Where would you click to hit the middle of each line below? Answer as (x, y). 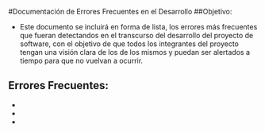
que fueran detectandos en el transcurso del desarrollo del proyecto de (136, 35)
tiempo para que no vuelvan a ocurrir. (81, 60)
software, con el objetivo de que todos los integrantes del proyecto (129, 44)
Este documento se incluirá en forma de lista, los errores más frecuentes (138, 27)
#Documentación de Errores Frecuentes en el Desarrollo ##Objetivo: (120, 12)
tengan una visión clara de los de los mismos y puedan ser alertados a (135, 52)
